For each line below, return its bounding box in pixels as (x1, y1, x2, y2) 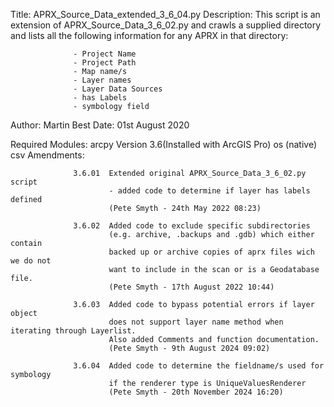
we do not (10, 256, 52, 266)
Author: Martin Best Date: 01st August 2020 (10, 119, 190, 131)
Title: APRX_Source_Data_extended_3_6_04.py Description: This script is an (10, 9, 321, 20)
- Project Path (73, 58, 137, 68)
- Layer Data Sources (73, 84, 163, 94)
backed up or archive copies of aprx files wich (108, 247, 315, 257)
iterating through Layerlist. (10, 326, 137, 336)
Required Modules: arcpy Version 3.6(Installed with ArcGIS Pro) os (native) (10, 139, 318, 150)
